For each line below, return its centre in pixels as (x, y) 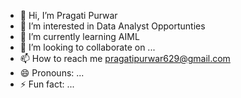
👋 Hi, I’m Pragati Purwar (68, 15)
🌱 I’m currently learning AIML (79, 36)
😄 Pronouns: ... (52, 73)
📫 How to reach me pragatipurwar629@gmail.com (125, 58)
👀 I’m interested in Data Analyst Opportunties (112, 26)
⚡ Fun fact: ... (47, 84)
